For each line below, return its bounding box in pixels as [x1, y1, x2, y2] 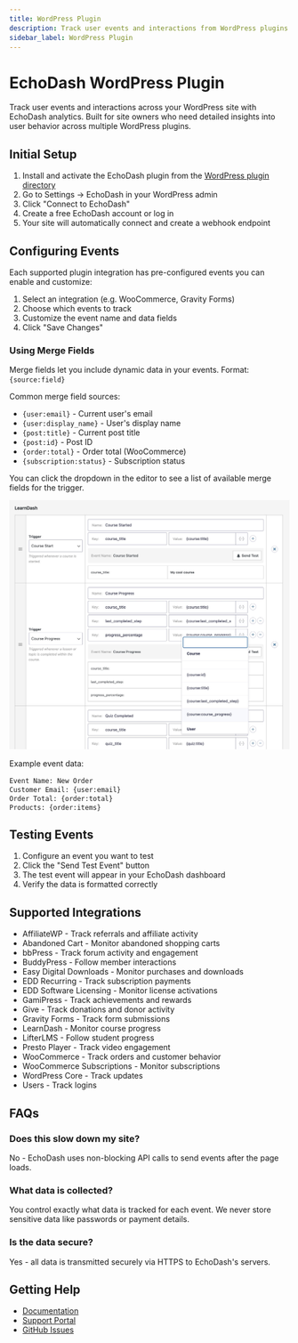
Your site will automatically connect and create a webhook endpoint [21, 218, 271, 229]
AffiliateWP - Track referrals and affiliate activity [21, 928, 198, 939]
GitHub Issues [21, 1324, 74, 1335]
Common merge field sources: [9, 392, 121, 402]
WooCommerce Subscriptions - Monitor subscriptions [21, 1061, 221, 1072]
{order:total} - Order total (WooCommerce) [21, 446, 187, 457]
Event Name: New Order [9, 776, 93, 785]
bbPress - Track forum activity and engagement [21, 948, 198, 959]
